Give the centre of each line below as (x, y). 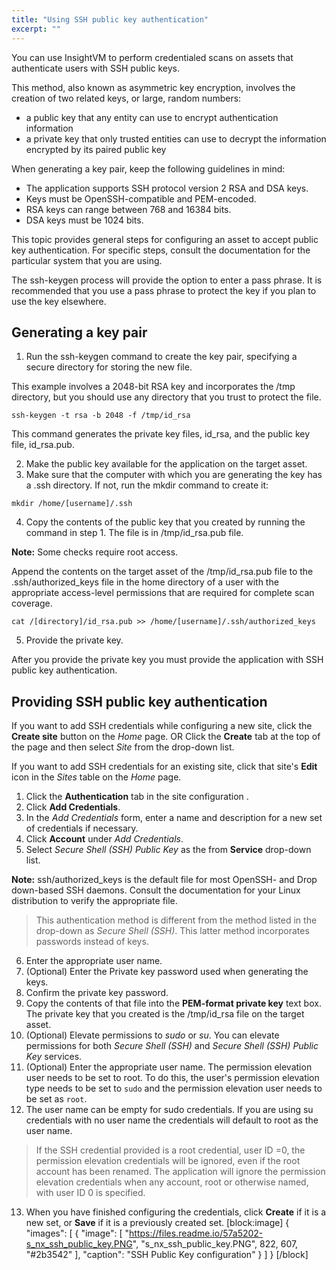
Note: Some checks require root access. (95, 552)
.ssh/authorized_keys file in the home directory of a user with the (145, 582)
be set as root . (56, 1099)
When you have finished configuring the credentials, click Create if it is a (176, 1212)
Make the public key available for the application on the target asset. (166, 464)
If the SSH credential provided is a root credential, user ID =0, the (170, 1150)
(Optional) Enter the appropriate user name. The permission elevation (169, 1067)
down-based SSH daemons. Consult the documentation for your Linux (156, 890)
